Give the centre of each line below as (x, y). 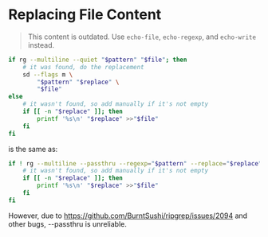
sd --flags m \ (48, 74)
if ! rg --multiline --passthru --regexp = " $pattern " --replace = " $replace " (135, 163)
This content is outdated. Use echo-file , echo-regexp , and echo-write (142, 37)
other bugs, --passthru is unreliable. (68, 223)
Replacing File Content (85, 15)
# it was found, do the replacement (84, 67)
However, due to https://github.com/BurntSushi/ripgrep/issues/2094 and (128, 216)
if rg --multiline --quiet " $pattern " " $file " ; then (98, 60)
